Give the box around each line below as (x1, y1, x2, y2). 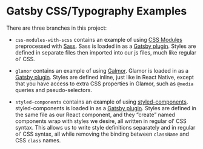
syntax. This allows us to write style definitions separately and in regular (15, 124, 196, 131)
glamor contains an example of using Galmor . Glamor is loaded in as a (15, 67, 189, 74)
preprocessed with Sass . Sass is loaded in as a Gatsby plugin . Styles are (15, 42, 196, 50)
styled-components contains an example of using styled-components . (15, 98, 188, 105)
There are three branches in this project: (6, 24, 107, 31)
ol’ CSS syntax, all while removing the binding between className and (15, 130, 190, 137)
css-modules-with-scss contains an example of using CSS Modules (15, 36, 183, 43)
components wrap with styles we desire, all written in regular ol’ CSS (15, 117, 187, 125)
